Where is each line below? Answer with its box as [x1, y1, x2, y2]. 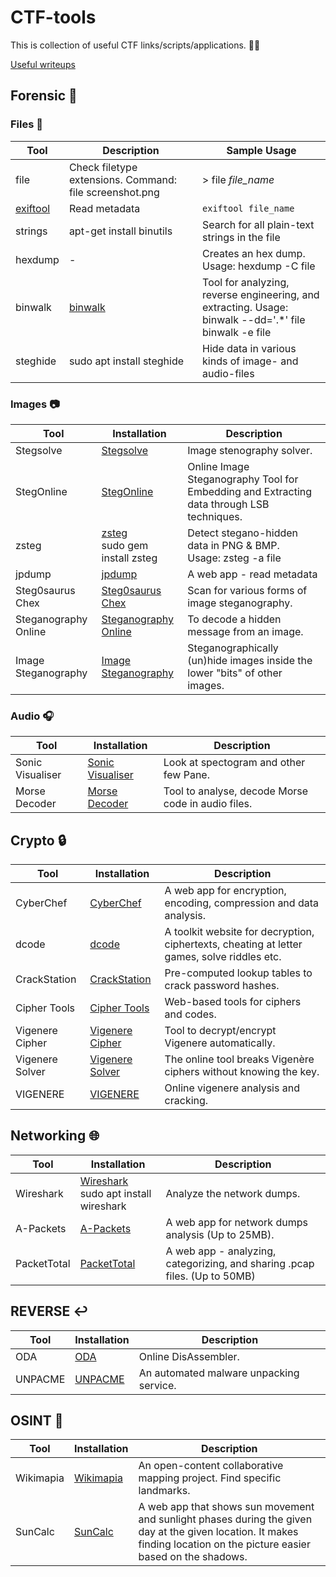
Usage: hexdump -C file [202, 259, 316, 273]
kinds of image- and [202, 354, 299, 368]
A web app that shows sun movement [138, 1500, 315, 1514]
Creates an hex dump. [202, 246, 306, 260]
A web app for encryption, [164, 884, 287, 898]
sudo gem [101, 538, 149, 552]
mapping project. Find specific [138, 1471, 282, 1485]
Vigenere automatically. [164, 1036, 276, 1050]
